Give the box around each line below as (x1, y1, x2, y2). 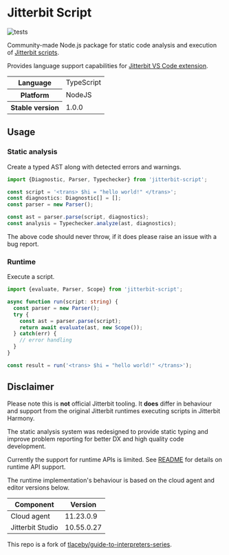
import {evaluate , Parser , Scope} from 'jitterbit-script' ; (7, 286, 184, 293)
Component (14, 499, 54, 509)
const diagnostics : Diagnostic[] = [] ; (7, 195, 122, 202)
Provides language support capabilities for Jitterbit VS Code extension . (7, 61, 208, 70)
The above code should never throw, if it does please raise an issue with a (7, 232, 217, 240)
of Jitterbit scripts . (7, 48, 60, 56)
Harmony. (7, 414, 35, 422)
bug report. (7, 240, 39, 248)
